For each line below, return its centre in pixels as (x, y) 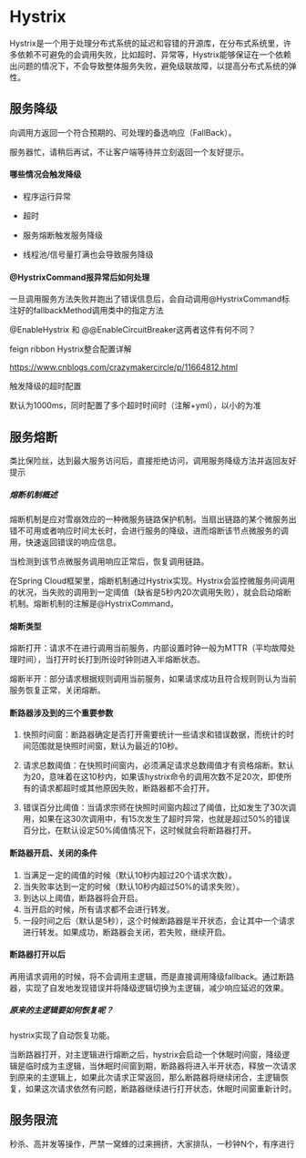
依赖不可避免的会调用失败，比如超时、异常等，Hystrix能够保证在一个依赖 (154, 54)
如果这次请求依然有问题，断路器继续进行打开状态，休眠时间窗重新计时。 (161, 1088)
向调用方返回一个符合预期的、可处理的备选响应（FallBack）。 (123, 132)
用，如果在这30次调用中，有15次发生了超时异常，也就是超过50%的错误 (156, 819)
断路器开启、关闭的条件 (53, 853)
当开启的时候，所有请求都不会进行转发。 (98, 909)
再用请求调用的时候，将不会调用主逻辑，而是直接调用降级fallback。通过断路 (152, 976)
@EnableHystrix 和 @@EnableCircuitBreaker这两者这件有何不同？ (133, 330)
